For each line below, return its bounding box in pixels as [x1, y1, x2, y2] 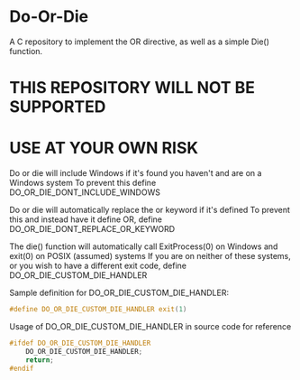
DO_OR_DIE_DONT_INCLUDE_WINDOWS [9, 187, 160, 198]
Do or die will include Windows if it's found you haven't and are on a [9, 168, 262, 179]
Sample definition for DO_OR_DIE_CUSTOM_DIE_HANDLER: [9, 287, 230, 299]
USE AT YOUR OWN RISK [9, 138, 199, 159]
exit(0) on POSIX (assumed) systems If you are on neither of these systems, [9, 251, 291, 262]
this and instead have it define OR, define [9, 214, 163, 225]
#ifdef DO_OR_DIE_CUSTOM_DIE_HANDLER [9, 338, 151, 348]
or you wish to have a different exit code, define [9, 260, 187, 272]
